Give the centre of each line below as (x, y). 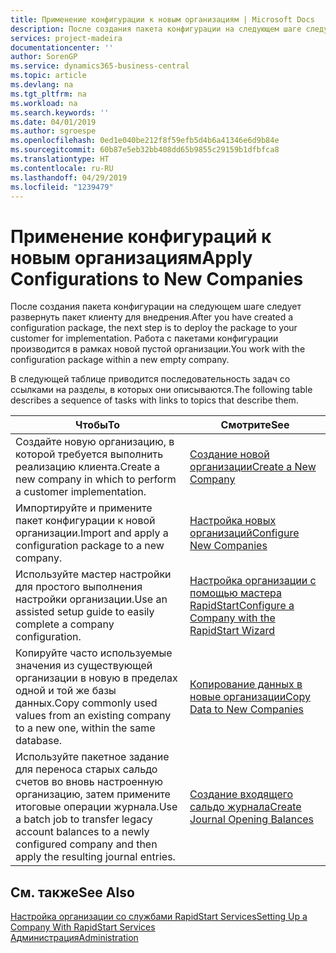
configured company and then (86, 844)
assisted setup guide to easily (85, 612)
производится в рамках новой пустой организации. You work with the (158, 349)
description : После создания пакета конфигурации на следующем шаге (156, 29)
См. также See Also (72, 892)
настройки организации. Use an (91, 599)
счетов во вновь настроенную (89, 782)
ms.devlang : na (42, 85)
